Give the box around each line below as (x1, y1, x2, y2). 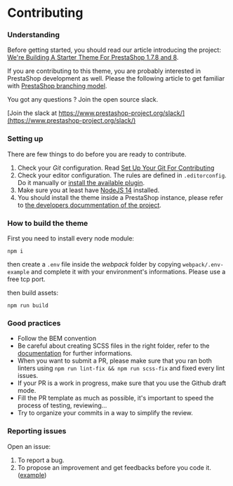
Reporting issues (7, 426, 67, 436)
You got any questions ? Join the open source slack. (7, 95, 159, 104)
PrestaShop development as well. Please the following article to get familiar (7, 74, 225, 83)
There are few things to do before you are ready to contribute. (7, 149, 187, 158)
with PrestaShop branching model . (7, 82, 107, 90)
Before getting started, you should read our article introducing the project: (7, 46, 221, 54)
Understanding (7, 30, 60, 40)
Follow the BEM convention (17, 335, 97, 343)
